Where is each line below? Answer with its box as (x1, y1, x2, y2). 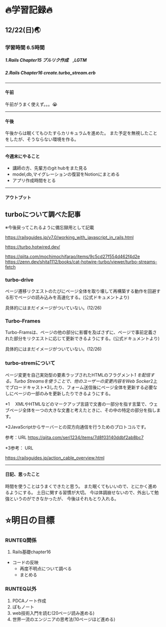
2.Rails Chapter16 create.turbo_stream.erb (5, 70, 96, 76)
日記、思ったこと (5, 471, 40, 478)
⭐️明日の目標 (5, 515, 55, 526)
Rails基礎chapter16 (12, 549, 51, 555)
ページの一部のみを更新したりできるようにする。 (13, 390, 114, 396)
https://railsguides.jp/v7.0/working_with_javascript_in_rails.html (5, 234, 134, 240)
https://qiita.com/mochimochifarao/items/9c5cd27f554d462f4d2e (5, 253, 140, 259)
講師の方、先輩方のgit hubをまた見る (12, 165, 87, 171)
